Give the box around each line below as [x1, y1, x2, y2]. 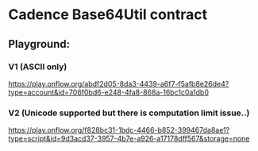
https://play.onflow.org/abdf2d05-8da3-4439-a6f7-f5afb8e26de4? [8, 79, 229, 88]
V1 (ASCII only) [8, 61, 67, 72]
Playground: [8, 37, 70, 51]
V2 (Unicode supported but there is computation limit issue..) [8, 107, 250, 118]
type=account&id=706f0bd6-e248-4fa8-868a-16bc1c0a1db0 [8, 87, 209, 97]
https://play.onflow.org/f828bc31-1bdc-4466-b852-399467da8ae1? [8, 126, 230, 135]
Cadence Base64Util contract [8, 6, 208, 24]
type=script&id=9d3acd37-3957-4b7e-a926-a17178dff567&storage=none [8, 134, 250, 144]
